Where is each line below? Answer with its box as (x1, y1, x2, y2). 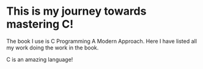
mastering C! (6, 17, 74, 31)
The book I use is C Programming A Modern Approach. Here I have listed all (6, 37, 197, 45)
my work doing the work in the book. (6, 44, 99, 51)
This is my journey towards (6, 4, 147, 18)
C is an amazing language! (6, 56, 73, 63)
